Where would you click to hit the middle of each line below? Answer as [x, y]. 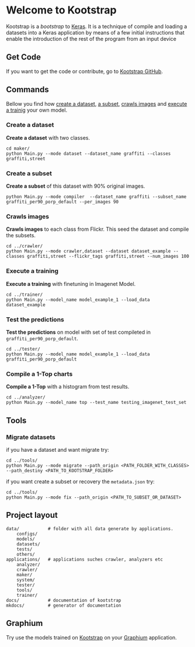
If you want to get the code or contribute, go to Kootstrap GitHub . [85, 71]
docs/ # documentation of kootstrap [64, 600]
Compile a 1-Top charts [39, 373]
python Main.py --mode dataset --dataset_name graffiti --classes [88, 153]
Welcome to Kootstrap [61, 10]
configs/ [27, 534]
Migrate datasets [31, 437]
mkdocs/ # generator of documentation [64, 606]
